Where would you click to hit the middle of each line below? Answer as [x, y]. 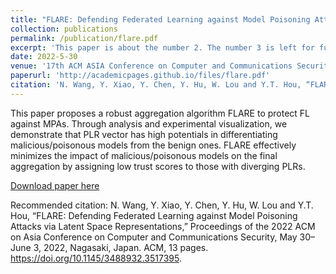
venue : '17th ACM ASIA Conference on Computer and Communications [151, 66]
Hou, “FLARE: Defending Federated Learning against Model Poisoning [154, 215]
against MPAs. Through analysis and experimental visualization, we [149, 123]
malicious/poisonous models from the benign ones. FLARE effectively [153, 145]
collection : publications [64, 29]
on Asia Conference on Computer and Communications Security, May [154, 237]
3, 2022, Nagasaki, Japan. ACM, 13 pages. [121, 247]
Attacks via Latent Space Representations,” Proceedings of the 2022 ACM [163, 226]
